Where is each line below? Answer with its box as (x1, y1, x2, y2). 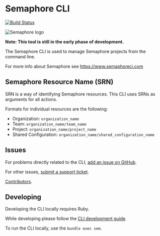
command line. (5, 53, 36, 60)
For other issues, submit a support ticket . (5, 169, 89, 175)
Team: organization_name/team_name (12, 120, 87, 127)
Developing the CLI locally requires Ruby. (5, 206, 89, 212)
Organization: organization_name (12, 116, 80, 121)
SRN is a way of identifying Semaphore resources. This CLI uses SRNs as (5, 91, 156, 97)
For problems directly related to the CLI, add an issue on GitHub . (5, 159, 137, 165)
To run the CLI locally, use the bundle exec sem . (5, 225, 102, 232)
